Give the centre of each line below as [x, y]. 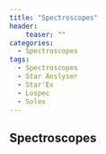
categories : [31, 43]
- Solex [32, 101]
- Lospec [34, 93]
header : [24, 26]
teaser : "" [46, 34]
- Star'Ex [35, 85]
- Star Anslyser [48, 77]
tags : [19, 59]
